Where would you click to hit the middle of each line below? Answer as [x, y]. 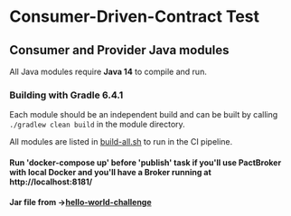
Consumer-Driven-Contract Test [135, 17]
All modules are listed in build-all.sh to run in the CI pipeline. [121, 142]
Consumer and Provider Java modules [119, 50]
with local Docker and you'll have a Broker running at [111, 172]
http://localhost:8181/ [51, 182]
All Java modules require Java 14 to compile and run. [108, 71]
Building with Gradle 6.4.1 [66, 95]
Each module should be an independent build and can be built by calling [144, 115]
